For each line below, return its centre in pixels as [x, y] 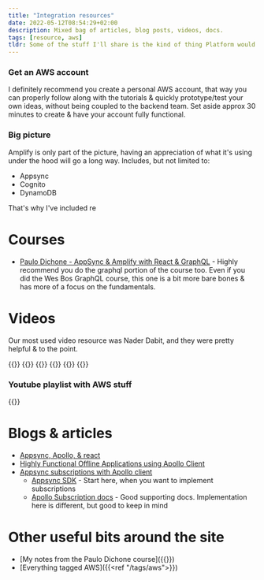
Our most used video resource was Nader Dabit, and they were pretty [121, 340]
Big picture [30, 135]
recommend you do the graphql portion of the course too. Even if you [132, 270]
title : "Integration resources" [61, 15]
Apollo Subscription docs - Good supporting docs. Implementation [139, 496]
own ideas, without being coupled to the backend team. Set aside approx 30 [132, 106]
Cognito [32, 184]
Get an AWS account [48, 72]
